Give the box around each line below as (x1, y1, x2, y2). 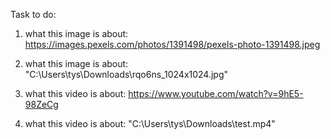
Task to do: (10, 9, 57, 20)
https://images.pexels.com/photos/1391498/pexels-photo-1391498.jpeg (24, 39, 321, 50)
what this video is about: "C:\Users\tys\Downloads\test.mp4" (24, 118, 276, 129)
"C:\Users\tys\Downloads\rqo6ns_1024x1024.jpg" (24, 69, 229, 80)
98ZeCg (24, 99, 59, 110)
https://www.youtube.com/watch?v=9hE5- (128, 88, 304, 99)
